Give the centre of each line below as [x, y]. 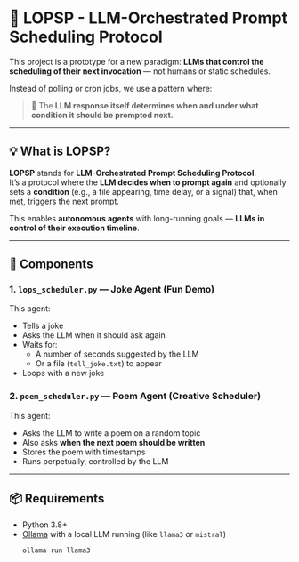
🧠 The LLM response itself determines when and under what [145, 105]
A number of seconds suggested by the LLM [117, 354]
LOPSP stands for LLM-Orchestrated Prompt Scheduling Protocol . [133, 173]
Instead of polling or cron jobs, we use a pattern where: [111, 88]
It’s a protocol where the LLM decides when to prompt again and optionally [148, 182]
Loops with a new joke [63, 373]
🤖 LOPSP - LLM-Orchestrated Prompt [148, 18]
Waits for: [40, 345]
